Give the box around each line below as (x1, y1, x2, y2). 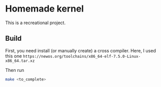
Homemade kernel (5, 3, 84, 15)
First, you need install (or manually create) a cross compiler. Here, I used (5, 47, 156, 53)
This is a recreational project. (5, 20, 66, 26)
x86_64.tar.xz (5, 58, 35, 63)
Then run (5, 67, 24, 73)
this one (5, 53, 22, 59)
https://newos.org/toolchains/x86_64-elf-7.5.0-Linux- (23, 54, 141, 59)
